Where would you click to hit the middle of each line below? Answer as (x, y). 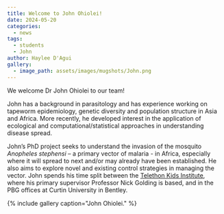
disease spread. (30, 133)
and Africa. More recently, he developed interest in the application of (104, 118)
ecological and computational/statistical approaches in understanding (105, 126)
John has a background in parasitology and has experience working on (107, 104)
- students (29, 45)
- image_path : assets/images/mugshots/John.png (83, 71)
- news (23, 33)
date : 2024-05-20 (32, 20)
